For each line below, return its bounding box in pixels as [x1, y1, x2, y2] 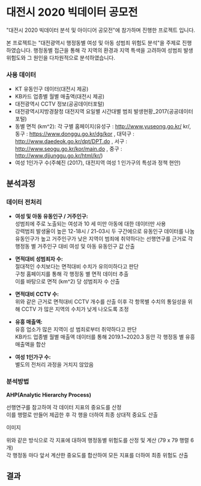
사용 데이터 [6, 70, 37, 79]
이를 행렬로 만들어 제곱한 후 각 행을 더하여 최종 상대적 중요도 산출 [6, 411, 158, 418]
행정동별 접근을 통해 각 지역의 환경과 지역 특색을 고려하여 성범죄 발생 [33, 46, 194, 54]
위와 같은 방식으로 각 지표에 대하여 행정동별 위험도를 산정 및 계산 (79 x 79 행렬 [6, 437, 190, 444]
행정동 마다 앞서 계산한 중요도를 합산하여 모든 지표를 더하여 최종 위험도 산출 [12, 452, 189, 459]
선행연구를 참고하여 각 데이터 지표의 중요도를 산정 [6, 404, 122, 411]
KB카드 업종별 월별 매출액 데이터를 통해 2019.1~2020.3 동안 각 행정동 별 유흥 [14, 333, 196, 340]
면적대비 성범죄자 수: [14, 255, 64, 262]
